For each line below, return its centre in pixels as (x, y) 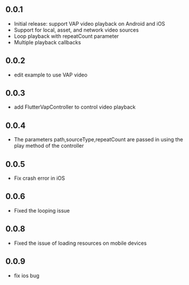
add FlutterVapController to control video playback (75, 107)
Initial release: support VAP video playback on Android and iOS (90, 23)
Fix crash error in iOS (39, 178)
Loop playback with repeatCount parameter (66, 36)
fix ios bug (27, 275)
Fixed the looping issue (42, 210)
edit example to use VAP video (51, 75)
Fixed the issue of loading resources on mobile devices (80, 243)
